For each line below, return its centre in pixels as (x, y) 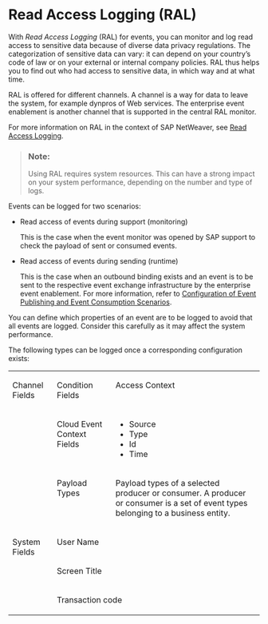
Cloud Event (80, 424)
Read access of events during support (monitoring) (104, 222)
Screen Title (79, 571)
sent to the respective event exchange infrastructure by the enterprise (135, 285)
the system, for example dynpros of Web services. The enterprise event (126, 103)
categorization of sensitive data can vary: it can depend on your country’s (130, 54)
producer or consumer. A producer (181, 493)
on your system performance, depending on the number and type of (140, 182)
